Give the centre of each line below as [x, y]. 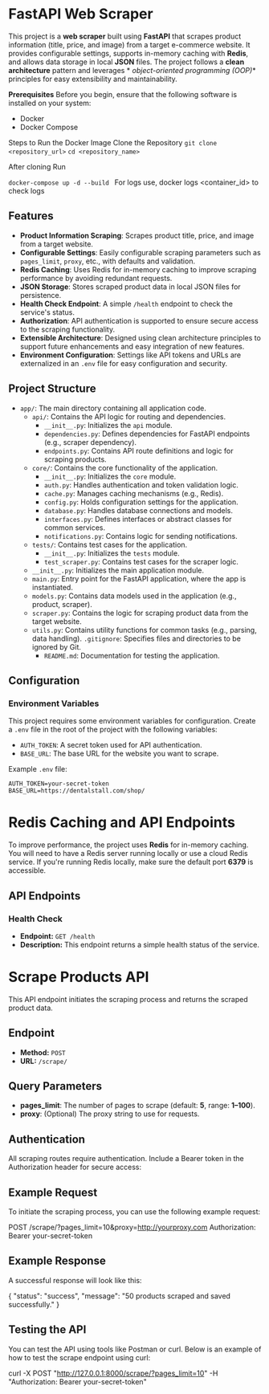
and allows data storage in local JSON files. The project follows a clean [126, 62]
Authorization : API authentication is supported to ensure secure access [139, 320]
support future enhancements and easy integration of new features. [132, 346]
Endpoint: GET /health [57, 935]
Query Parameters [55, 1086]
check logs [26, 190]
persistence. [41, 295]
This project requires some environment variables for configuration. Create [132, 721]
